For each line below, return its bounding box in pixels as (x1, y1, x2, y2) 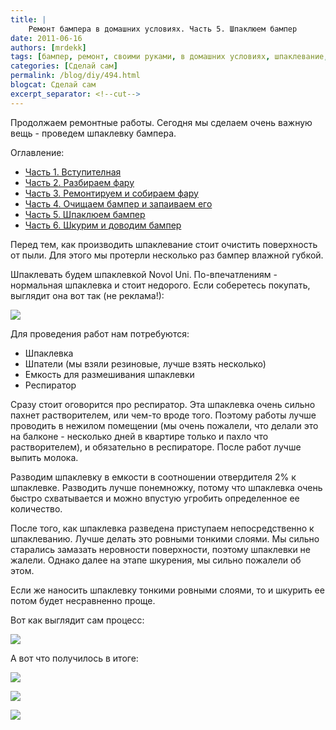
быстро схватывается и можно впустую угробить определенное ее (10, 492, 300, 504)
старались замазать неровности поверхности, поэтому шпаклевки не (10, 543, 312, 555)
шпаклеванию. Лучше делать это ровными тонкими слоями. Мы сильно (10, 532, 320, 545)
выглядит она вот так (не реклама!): (10, 289, 165, 301)
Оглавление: (10, 146, 65, 158)
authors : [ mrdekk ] (10, 42, 87, 53)
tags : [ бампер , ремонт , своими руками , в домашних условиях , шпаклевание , (10, 52, 329, 62)
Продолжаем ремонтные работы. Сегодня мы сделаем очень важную (10, 116, 313, 128)
